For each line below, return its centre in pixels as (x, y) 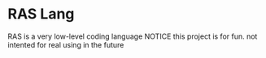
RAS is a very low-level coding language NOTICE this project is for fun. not (133, 36)
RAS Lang (41, 14)
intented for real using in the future (66, 44)
